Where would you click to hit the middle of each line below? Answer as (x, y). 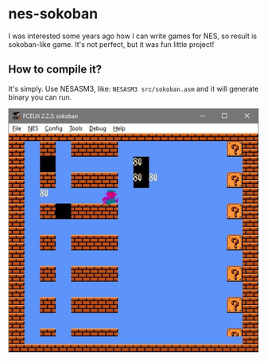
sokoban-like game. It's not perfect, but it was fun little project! (111, 44)
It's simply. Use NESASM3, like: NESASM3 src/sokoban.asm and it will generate (133, 88)
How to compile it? (55, 70)
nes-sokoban (53, 14)
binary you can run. (40, 97)
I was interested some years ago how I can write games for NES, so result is (133, 36)
